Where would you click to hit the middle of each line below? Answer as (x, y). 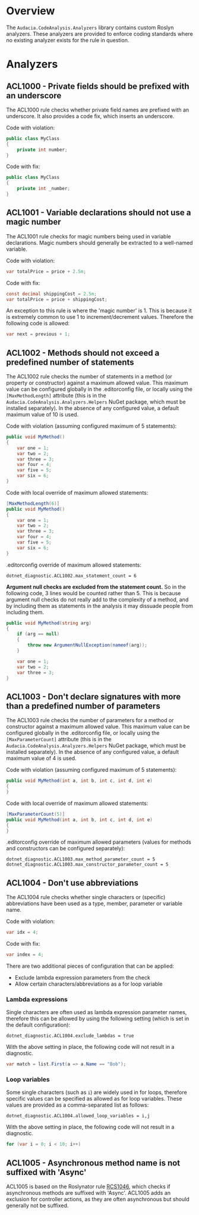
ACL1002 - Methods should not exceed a (83, 353)
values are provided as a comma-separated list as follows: (78, 1105)
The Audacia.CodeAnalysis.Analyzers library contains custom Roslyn (90, 27)
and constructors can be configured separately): (66, 849)
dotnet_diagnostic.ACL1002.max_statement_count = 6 (71, 576)
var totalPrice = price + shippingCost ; (57, 299)
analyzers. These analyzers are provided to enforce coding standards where (99, 33)
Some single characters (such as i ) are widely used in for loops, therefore (97, 1092)
